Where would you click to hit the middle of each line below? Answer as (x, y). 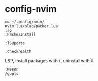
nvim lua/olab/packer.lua (31, 26)
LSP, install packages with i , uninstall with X (49, 60)
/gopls (12, 74)
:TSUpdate (15, 43)
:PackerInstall (20, 34)
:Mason (12, 69)
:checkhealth (18, 51)
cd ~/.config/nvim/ (25, 22)
